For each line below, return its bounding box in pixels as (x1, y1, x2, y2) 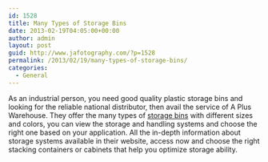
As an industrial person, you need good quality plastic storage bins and (8, 93, 243, 103)
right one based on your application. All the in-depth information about (8, 128, 242, 137)
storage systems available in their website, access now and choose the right (8, 136, 260, 145)
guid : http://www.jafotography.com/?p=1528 (8, 49, 156, 57)
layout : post (8, 42, 52, 50)
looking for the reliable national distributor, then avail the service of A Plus (8, 102, 252, 111)
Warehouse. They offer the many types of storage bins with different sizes (8, 110, 254, 120)
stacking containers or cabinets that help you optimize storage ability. (8, 144, 238, 154)
